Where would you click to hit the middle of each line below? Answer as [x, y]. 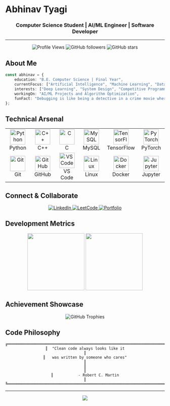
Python [18, 148]
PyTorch [151, 148]
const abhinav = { [25, 75]
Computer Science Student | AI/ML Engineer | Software [85, 25]
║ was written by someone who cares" [85, 358]
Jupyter [151, 174]
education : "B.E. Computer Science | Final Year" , [69, 80]
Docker [121, 174]
